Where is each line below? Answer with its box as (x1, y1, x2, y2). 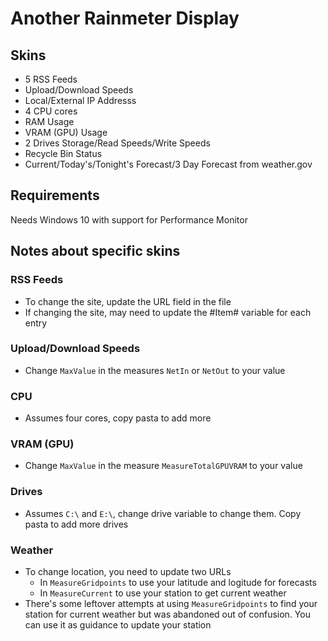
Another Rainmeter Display (10, 7, 240, 30)
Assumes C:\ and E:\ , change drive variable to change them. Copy (24, 507, 302, 519)
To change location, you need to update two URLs (24, 565, 232, 577)
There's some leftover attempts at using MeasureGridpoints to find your (24, 597, 318, 609)
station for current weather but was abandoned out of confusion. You (24, 608, 311, 620)
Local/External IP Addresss (24, 95, 137, 106)
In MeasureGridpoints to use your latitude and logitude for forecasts (39, 576, 317, 588)
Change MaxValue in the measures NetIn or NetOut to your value (24, 364, 286, 376)
